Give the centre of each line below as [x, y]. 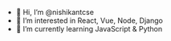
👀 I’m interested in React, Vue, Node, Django [89, 20]
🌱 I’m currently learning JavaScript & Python [89, 29]
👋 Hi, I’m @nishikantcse [55, 12]
